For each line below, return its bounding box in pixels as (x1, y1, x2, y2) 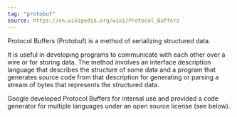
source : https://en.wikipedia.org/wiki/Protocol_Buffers (7, 17, 180, 24)
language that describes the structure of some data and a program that (7, 65, 216, 74)
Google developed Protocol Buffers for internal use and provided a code (7, 94, 219, 103)
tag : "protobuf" (7, 10, 56, 18)
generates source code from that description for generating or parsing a (7, 72, 219, 82)
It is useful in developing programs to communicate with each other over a (7, 50, 226, 59)
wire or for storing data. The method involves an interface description (7, 57, 211, 66)
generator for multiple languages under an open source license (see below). (7, 101, 231, 110)
